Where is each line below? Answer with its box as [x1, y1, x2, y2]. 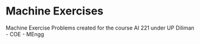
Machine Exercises [5, 4, 104, 18]
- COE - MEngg [5, 30, 44, 37]
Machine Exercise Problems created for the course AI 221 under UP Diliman [5, 24, 195, 31]
